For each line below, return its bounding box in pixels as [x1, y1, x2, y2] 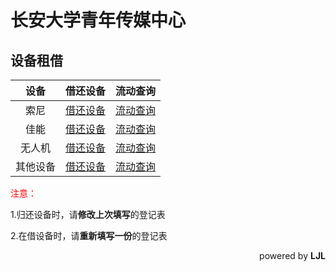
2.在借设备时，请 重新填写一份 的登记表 [10, 230, 168, 241]
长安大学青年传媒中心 [10, 9, 187, 32]
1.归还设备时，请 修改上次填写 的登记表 [10, 209, 166, 220]
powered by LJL [259, 250, 326, 261]
